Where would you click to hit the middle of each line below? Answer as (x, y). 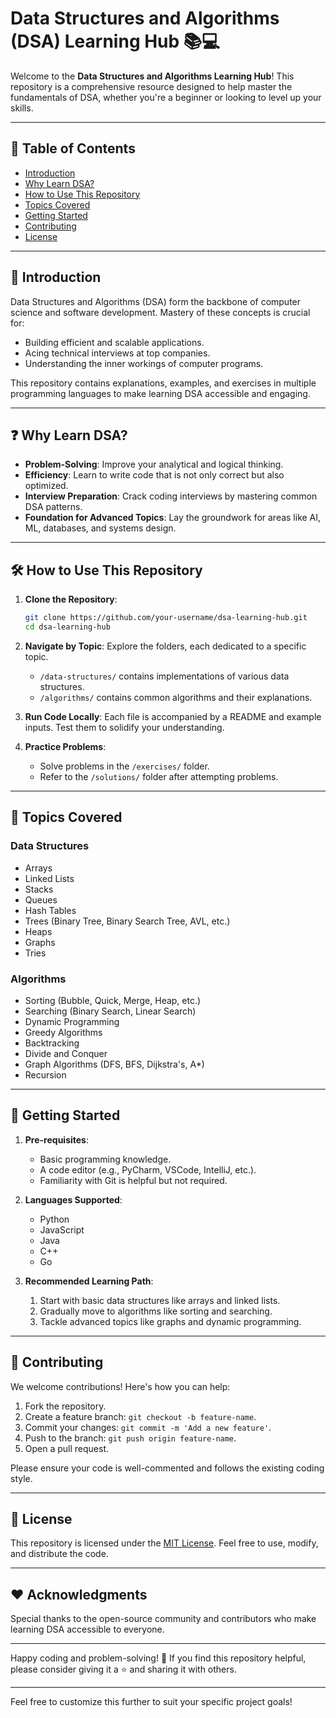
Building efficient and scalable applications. (114, 342)
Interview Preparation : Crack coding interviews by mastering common (171, 496)
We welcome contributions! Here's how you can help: (120, 1386)
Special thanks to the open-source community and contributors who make (163, 1619)
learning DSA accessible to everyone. (87, 1629)
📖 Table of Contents (73, 148)
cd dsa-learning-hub (67, 627)
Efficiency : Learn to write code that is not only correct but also (154, 475)
